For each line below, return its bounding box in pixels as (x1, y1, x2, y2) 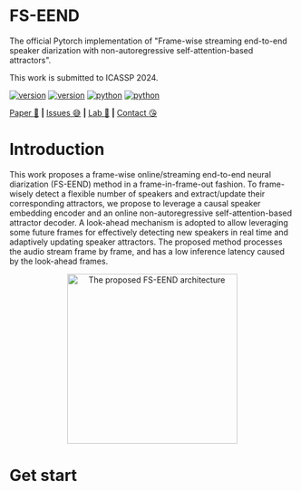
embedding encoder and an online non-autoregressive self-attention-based (9, 207, 293, 218)
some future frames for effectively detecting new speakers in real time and (9, 226, 288, 237)
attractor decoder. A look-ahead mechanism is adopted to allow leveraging (9, 217, 288, 227)
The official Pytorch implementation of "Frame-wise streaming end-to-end (9, 35, 287, 46)
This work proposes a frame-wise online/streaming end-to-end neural (9, 168, 272, 179)
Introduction (9, 140, 105, 159)
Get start (9, 466, 78, 486)
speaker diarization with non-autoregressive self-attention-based (9, 44, 254, 55)
